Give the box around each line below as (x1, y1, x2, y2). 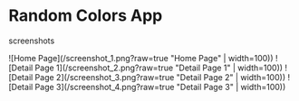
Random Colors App (8, 5, 163, 26)
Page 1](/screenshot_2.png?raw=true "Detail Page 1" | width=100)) (34, 62, 283, 73)
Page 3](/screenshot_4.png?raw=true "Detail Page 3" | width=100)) (34, 81, 286, 92)
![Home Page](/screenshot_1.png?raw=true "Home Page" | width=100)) (8, 52, 274, 63)
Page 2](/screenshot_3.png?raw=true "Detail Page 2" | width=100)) (34, 71, 286, 82)
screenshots (8, 35, 55, 46)
